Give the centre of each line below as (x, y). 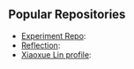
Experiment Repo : (53, 35)
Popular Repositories (67, 15)
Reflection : (41, 45)
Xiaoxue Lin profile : (56, 54)
